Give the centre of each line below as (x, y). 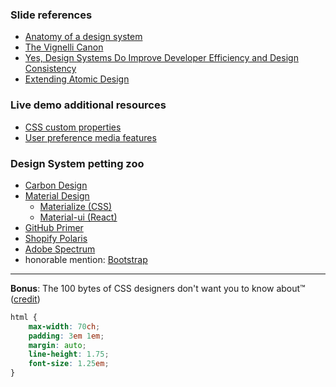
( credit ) (25, 299)
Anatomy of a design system (83, 37)
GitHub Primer (54, 227)
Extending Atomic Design (77, 79)
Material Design (57, 195)
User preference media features (90, 137)
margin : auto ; (57, 345)
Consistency (50, 69)
